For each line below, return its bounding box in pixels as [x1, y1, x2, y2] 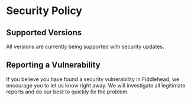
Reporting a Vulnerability [6, 60, 101, 70]
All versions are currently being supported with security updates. [6, 43, 164, 50]
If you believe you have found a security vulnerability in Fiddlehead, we [6, 75, 180, 83]
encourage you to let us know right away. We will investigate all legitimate [6, 82, 186, 89]
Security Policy [6, 4, 83, 18]
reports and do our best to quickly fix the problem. [6, 88, 129, 95]
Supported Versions [6, 28, 82, 38]
